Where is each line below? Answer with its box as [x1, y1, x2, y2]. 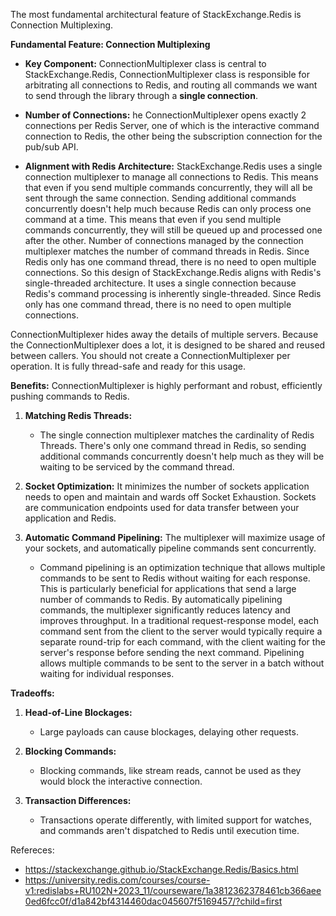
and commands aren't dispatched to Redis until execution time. [39, 825, 300, 836]
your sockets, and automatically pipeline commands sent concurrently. [24, 542, 317, 554]
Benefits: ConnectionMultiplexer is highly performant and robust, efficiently [10, 380, 323, 391]
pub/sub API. [24, 141, 79, 153]
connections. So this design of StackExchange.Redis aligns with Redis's [24, 267, 322, 278]
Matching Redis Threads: [24, 410, 133, 421]
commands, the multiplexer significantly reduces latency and [39, 604, 291, 616]
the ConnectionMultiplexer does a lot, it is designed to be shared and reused [10, 339, 326, 351]
